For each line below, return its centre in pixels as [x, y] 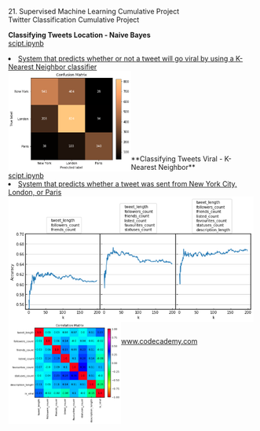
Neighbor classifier [66, 67]
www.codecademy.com [159, 341]
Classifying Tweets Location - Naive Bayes [79, 35]
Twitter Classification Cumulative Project [74, 20]
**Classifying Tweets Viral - [177, 159]
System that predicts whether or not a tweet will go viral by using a [126, 59]
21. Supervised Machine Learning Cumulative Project [94, 11]
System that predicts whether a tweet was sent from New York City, [128, 184]
